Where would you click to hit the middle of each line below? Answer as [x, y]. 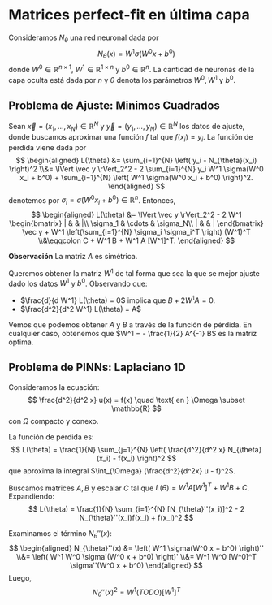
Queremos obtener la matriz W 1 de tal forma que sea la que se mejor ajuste [134, 272]
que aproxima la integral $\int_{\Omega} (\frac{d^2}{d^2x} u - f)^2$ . [122, 471]
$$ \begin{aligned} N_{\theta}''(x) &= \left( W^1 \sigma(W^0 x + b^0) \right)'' [136, 548]
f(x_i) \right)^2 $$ [147, 458]
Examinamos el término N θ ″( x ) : [60, 535]
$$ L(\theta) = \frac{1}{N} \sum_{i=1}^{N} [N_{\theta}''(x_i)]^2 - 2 [136, 509]
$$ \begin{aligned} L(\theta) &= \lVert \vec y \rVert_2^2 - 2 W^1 [136, 215]
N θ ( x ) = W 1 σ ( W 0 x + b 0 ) [136, 54]
